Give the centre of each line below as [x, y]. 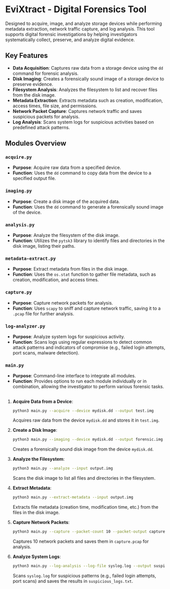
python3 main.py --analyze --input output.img [63, 468]
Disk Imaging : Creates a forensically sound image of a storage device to [88, 79]
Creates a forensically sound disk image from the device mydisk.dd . [83, 449]
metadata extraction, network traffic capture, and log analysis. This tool [80, 28]
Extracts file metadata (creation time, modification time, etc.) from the [86, 507]
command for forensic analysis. [45, 73]
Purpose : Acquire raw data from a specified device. [67, 168]
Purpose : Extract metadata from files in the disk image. [70, 269]
